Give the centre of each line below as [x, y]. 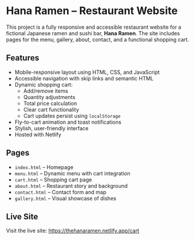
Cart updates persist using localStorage [72, 116]
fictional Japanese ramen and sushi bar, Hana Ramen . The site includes [93, 33]
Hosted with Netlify [38, 134]
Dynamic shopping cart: [43, 84]
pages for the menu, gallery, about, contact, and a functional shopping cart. [97, 39]
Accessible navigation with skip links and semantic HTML [84, 78]
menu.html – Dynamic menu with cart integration [72, 173]
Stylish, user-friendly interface [51, 128]
